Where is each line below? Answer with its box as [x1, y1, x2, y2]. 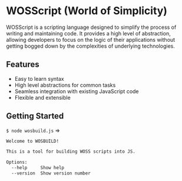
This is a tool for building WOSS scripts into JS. [6, 149, 135, 154]
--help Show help [11, 165, 65, 171]
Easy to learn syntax [14, 75, 64, 82]
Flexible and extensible [14, 94, 71, 101]
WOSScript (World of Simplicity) [6, 4, 168, 18]
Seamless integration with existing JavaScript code [14, 87, 140, 95]
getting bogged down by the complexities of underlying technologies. [6, 42, 176, 50]
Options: [6, 159, 28, 166]
